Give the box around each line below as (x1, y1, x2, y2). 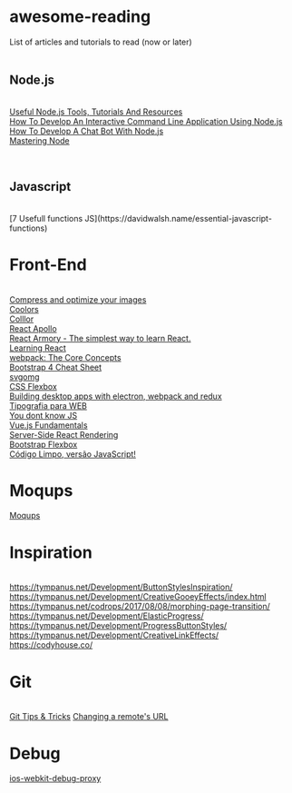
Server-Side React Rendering (9, 429, 119, 440)
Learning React (9, 342, 66, 353)
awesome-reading (9, 6, 151, 27)
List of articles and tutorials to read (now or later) (9, 36, 192, 47)
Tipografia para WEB (9, 400, 88, 411)
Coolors (9, 303, 39, 314)
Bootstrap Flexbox (9, 439, 78, 450)
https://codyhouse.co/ (9, 639, 93, 650)
